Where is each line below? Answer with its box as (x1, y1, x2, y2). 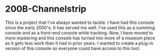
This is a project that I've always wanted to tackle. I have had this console (5, 19, 154, 25)
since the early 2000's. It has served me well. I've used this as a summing (5, 24, 155, 30)
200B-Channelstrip (5, 3, 87, 15)
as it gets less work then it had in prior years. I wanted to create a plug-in (5, 40, 154, 46)
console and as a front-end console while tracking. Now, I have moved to (5, 30, 154, 36)
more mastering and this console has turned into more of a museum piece (5, 35, 155, 41)
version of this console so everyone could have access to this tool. (5, 45, 140, 51)
